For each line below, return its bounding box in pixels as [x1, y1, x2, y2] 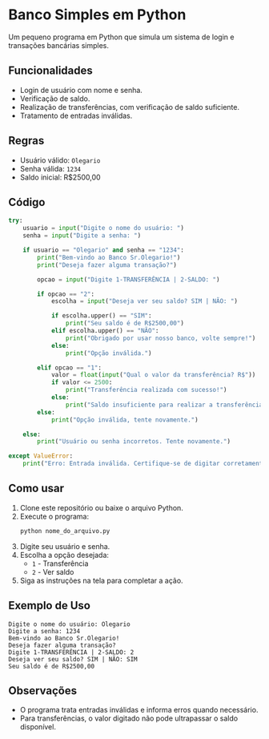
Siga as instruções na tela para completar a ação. [19, 575, 183, 585]
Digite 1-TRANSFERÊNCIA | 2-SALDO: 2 [8, 648, 134, 656]
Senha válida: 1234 [19, 164, 82, 173]
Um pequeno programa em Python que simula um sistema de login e [8, 32, 235, 42]
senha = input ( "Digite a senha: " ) [22, 232, 142, 240]
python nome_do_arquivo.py [19, 527, 110, 535]
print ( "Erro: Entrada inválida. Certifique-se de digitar [22, 459, 220, 468]
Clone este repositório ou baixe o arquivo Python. [19, 503, 184, 512]
